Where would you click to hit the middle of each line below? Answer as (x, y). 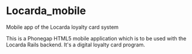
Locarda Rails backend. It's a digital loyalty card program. (76, 45)
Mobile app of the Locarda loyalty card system (63, 27)
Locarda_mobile (46, 11)
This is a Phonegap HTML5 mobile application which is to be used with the (96, 38)
